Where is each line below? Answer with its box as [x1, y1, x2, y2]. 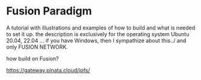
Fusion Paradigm [6, 4, 92, 18]
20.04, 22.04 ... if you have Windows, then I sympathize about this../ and [6, 37, 187, 44]
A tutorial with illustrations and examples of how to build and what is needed [6, 24, 196, 31]
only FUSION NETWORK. [6, 43, 68, 51]
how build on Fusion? [6, 55, 59, 62]
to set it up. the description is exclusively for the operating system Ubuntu [6, 30, 190, 37]
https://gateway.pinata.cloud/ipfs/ [6, 66, 90, 73]
